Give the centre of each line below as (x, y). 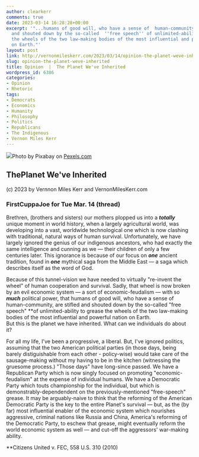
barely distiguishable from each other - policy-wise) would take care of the (97, 354)
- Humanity (20, 111)
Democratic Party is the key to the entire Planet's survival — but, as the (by (98, 404)
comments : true (25, 17)
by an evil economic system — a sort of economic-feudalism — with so (93, 292)
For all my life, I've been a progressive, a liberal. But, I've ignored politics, (95, 341)
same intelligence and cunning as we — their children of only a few (88, 249)
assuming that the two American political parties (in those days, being (91, 347)
